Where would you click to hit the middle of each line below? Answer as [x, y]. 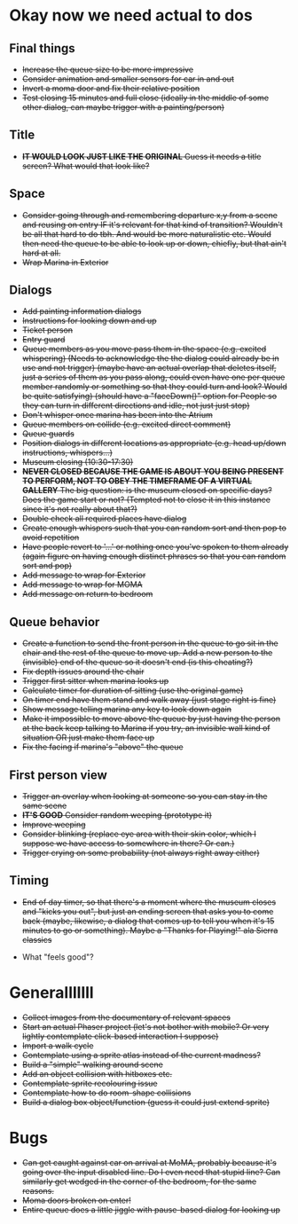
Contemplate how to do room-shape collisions [106, 1093]
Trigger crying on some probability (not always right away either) [141, 853]
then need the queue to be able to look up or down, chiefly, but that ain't [154, 243]
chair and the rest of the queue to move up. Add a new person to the [147, 653]
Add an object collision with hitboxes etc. [97, 1073]
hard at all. [41, 253]
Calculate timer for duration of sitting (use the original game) [133, 690]
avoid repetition [51, 537]
